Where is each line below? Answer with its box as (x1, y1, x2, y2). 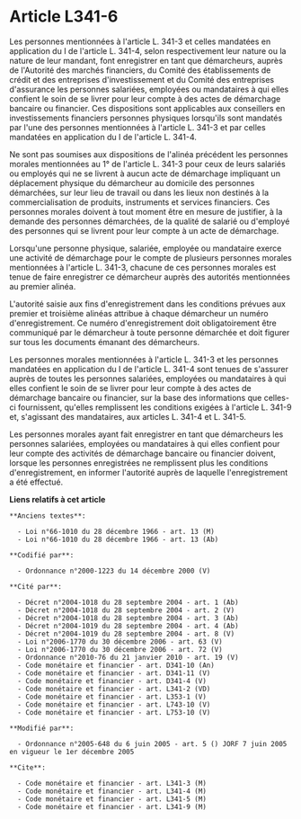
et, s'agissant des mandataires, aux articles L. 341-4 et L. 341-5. (9, 411, 247, 422)
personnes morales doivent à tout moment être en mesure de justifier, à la (9, 206, 283, 217)
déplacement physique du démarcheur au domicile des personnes (9, 177, 255, 188)
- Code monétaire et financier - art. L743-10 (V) (17, 699, 211, 709)
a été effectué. (9, 476, 64, 487)
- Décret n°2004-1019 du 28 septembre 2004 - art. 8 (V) (17, 629, 235, 638)
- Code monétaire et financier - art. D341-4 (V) (17, 676, 207, 685)
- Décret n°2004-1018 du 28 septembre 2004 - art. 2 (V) (17, 605, 235, 615)
